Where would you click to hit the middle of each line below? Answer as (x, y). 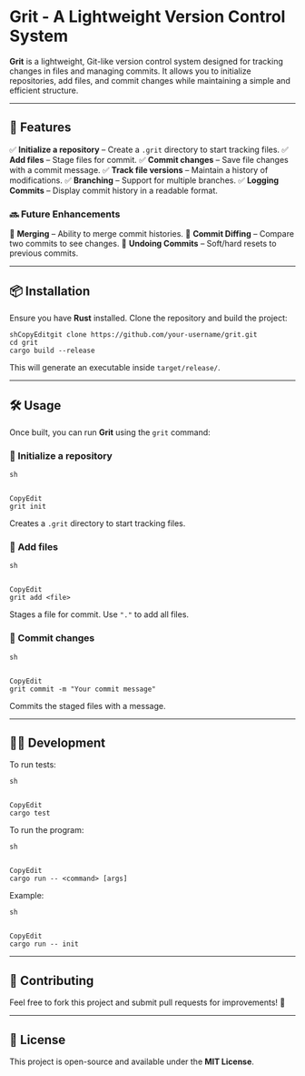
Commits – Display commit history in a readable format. (113, 190)
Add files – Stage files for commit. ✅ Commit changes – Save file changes (149, 159)
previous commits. (44, 253)
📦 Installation (50, 292)
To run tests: (33, 765)
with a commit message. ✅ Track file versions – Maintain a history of (139, 169)
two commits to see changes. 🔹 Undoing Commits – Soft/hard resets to (143, 244)
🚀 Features (40, 128)
